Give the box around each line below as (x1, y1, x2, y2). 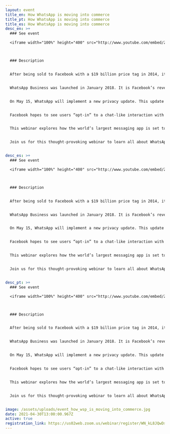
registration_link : (5, 421, 47, 426)
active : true (5, 416, 33, 421)
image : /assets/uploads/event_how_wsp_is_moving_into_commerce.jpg (5, 407, 151, 412)
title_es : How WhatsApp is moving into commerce (5, 21, 110, 27)
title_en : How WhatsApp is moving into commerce (5, 12, 110, 17)
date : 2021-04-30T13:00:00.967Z (5, 411, 73, 417)
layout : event (5, 7, 35, 13)
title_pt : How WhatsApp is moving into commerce (5, 17, 110, 22)
